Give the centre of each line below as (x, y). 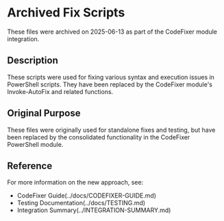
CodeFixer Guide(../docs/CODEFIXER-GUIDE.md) (86, 196)
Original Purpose (44, 114)
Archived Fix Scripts (66, 13)
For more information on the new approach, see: (75, 183)
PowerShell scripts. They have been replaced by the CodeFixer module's (110, 84)
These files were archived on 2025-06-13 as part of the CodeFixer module (112, 32)
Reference (30, 166)
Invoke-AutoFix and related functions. (60, 91)
